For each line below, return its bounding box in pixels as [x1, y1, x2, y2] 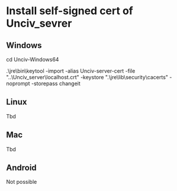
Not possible [6, 179, 37, 186]
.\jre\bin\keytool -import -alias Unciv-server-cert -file [6, 67, 136, 75]
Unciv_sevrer [6, 17, 72, 30]
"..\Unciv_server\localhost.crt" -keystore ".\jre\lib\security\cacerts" [6, 74, 169, 80]
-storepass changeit [31, 80, 81, 87]
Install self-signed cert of [6, 4, 133, 18]
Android [6, 163, 37, 173]
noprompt [6, 80, 31, 87]
